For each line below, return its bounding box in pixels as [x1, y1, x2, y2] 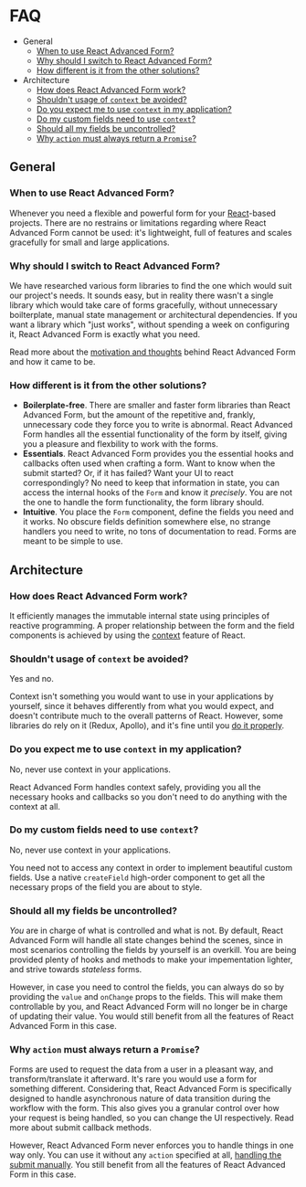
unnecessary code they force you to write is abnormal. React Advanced [22, 419, 293, 430]
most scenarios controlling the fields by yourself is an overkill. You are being [9, 945, 297, 956]
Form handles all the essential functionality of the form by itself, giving [22, 429, 288, 440]
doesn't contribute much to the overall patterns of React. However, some [9, 710, 284, 722]
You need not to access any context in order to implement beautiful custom [9, 862, 293, 873]
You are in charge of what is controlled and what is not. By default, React [9, 925, 284, 937]
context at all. [9, 800, 61, 811]
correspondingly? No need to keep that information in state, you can [22, 477, 280, 489]
